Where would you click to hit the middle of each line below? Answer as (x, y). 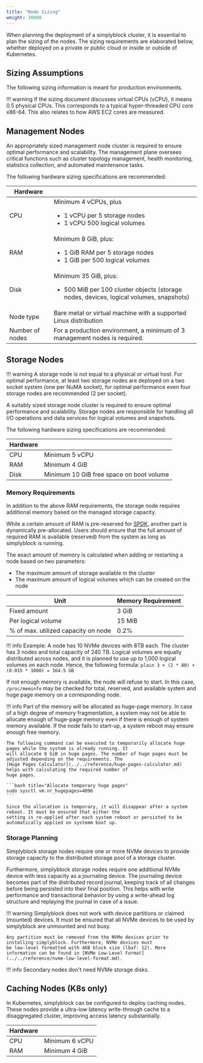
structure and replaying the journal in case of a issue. (72, 901)
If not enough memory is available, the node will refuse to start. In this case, (101, 682)
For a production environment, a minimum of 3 (119, 330)
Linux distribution (78, 321)
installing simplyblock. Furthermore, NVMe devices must (79, 942)
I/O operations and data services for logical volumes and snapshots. (91, 417)
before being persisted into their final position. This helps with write (90, 888)
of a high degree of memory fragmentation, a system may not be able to (96, 713)
